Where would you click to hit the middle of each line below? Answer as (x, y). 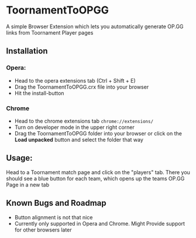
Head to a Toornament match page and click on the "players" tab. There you (98, 172)
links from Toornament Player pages (50, 32)
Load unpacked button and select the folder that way (79, 140)
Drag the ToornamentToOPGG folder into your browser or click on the (98, 133)
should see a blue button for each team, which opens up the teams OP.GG (95, 178)
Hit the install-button (39, 93)
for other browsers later (43, 230)
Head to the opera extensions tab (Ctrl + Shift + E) (75, 80)
